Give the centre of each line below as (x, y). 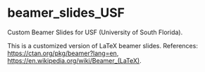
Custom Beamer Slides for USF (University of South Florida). (95, 32)
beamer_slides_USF (66, 13)
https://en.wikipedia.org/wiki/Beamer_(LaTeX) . (75, 60)
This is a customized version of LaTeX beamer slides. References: (103, 45)
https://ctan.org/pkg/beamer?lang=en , (63, 53)
